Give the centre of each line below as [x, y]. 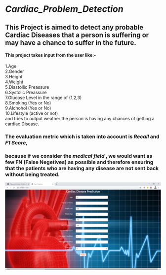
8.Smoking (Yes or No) [28, 103]
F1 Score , [17, 142]
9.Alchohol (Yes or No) [28, 108]
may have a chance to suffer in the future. [71, 43]
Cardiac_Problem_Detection [64, 9]
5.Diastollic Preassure [27, 87]
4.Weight [14, 82]
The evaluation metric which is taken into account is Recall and [82, 137]
